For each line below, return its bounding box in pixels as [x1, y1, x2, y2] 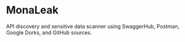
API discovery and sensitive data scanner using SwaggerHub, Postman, [6, 23, 180, 30]
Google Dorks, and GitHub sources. [6, 29, 92, 36]
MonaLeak [6, 3, 59, 17]
